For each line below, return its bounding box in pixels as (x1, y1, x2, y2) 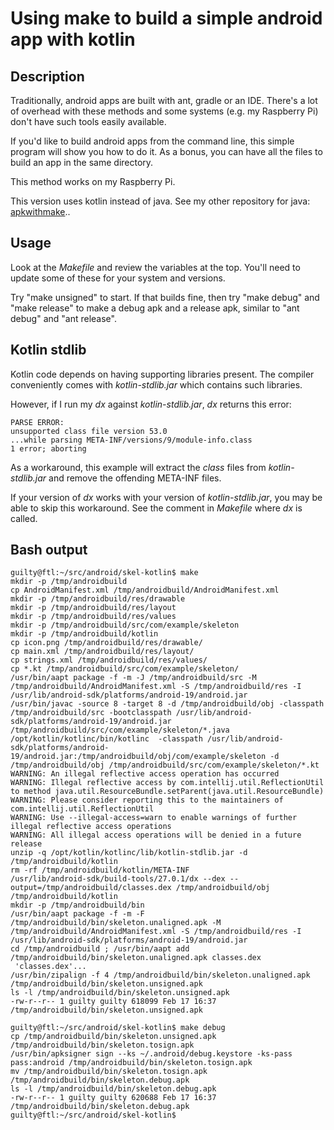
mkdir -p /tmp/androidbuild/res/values (10, 612, 177, 622)
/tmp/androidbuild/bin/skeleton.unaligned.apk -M (10, 918, 222, 928)
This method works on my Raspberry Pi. (10, 176, 176, 187)
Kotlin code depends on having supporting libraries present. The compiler (10, 368, 315, 380)
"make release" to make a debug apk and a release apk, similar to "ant (10, 302, 300, 314)
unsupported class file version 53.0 (10, 426, 168, 436)
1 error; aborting (10, 443, 87, 454)
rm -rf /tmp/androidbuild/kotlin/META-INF (10, 865, 190, 876)
